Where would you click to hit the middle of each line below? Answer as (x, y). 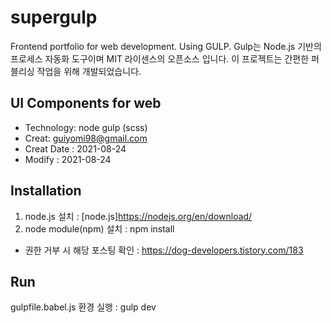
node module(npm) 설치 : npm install (99, 228)
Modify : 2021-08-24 (68, 159)
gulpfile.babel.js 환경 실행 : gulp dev (83, 307)
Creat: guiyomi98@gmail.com (86, 138)
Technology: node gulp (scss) (86, 127)
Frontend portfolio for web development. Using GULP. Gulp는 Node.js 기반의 (166, 46)
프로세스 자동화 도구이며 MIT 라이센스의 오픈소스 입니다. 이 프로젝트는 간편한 (160, 58)
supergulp (54, 17)
